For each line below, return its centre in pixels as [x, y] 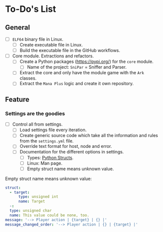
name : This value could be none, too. [50, 215]
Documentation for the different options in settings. [72, 152]
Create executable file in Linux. [51, 45]
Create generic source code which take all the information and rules [89, 136]
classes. [28, 78]
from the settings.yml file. [47, 141]
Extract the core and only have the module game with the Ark [82, 73]
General [18, 27]
